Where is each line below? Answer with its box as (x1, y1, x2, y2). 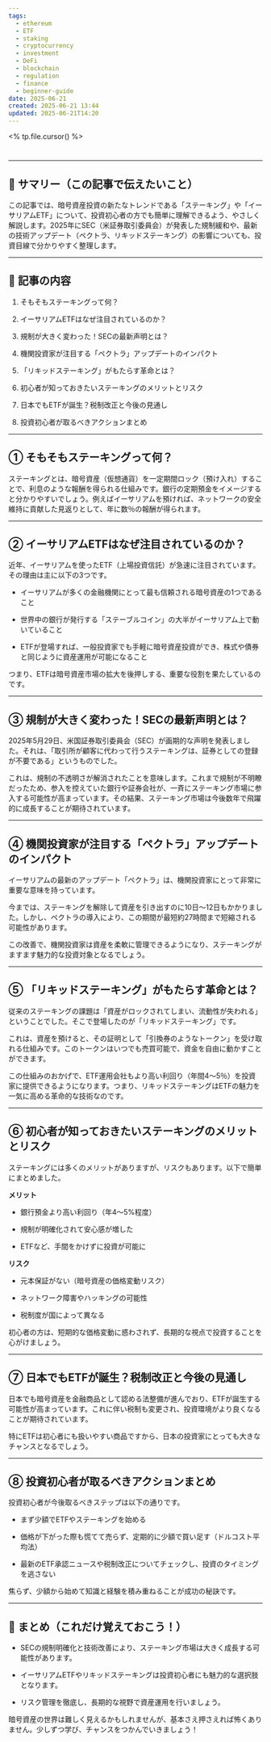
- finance (15, 79, 48, 87)
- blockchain (15, 65, 60, 73)
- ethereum (15, 19, 52, 27)
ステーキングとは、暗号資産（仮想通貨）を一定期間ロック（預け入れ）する (8, 473, 256, 483)
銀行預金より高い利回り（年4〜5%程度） (19, 1207, 156, 1216)
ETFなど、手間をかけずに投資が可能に (19, 1241, 147, 1251)
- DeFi (15, 57, 38, 65)
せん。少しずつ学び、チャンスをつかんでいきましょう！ (15, 1725, 199, 1735)
